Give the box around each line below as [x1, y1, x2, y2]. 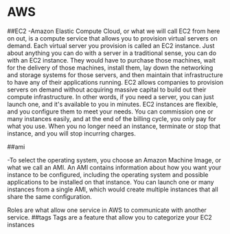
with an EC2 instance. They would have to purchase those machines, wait [7, 56, 216, 64]
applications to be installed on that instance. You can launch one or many [7, 178, 214, 186]
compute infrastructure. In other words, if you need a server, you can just [7, 92, 214, 100]
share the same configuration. [7, 192, 93, 200]
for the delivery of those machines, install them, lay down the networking [7, 63, 214, 72]
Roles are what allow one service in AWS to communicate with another [7, 206, 207, 214]
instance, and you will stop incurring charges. [7, 129, 136, 138]
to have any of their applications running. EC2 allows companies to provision [7, 78, 224, 86]
